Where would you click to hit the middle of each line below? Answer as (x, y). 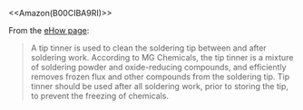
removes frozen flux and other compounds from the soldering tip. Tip (160, 77)
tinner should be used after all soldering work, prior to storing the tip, (160, 86)
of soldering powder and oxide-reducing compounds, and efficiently (158, 67)
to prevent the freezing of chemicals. (100, 96)
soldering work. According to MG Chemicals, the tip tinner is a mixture (162, 57)
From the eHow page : (49, 30)
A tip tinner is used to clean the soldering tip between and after (148, 48)
